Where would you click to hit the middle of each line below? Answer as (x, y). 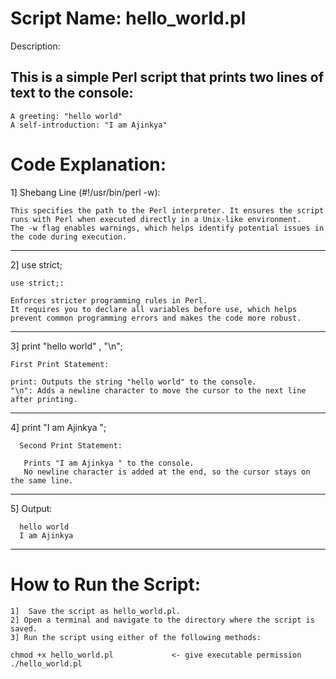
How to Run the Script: (106, 584)
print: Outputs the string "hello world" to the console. (133, 382)
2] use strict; (36, 264)
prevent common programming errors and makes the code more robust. (156, 318)
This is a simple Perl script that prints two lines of (167, 77)
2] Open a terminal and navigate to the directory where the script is (162, 620)
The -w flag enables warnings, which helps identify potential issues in (167, 228)
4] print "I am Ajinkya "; (58, 427)
